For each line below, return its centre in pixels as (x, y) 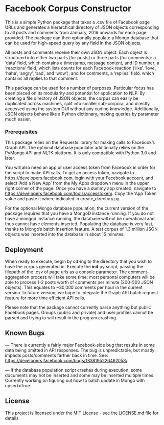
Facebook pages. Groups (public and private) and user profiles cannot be (79, 313)
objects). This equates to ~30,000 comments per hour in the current (74, 287)
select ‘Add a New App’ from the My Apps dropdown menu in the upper (77, 183)
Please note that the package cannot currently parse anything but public (78, 307)
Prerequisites (21, 132)
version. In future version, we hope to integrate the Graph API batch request (82, 293)
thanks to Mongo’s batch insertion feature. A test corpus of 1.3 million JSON (82, 229)
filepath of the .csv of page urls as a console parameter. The (66, 272)
